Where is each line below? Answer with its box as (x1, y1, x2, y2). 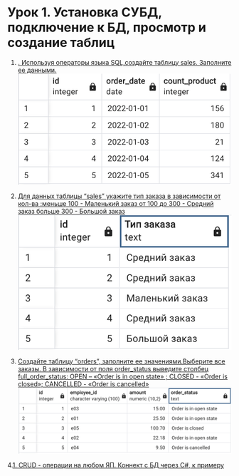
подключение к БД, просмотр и (7, 19, 206, 36)
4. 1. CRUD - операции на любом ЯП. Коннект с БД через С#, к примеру (7, 461, 224, 470)
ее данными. (17, 66, 57, 74)
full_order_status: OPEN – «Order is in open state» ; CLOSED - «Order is (17, 372, 228, 381)
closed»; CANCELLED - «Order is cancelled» (17, 380, 149, 388)
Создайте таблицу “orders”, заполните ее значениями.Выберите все (17, 357, 225, 366)
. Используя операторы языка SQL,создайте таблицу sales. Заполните (17, 58, 232, 66)
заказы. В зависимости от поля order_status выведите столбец (17, 365, 208, 373)
